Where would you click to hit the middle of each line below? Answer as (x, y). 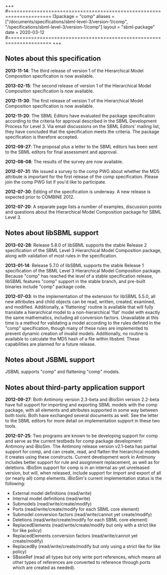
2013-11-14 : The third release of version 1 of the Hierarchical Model (74, 70)
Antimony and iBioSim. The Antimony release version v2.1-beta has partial (81, 446)
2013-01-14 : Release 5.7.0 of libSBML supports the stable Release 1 (75, 265)
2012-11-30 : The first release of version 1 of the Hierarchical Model (74, 100)
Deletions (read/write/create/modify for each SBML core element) (80, 520)
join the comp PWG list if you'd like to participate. (56, 182)
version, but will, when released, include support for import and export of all (83, 473)
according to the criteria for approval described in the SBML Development (81, 121)
